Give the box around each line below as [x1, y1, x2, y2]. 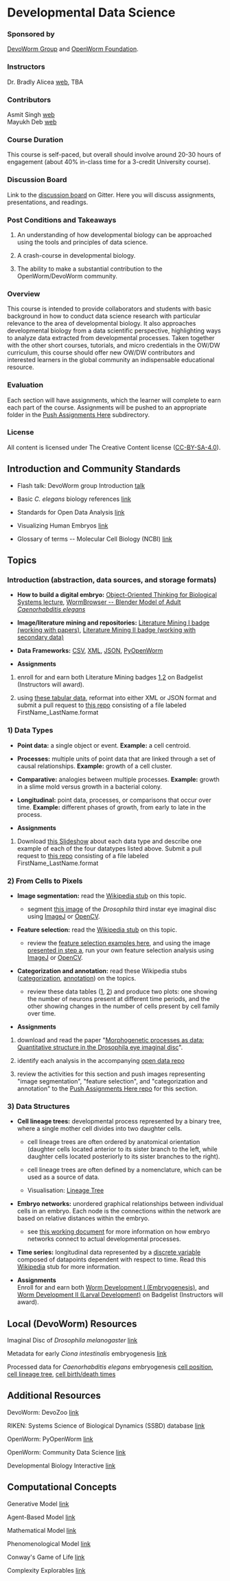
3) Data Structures [7, 1101, 70, 1111]
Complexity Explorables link [7, 1566, 86, 1574]
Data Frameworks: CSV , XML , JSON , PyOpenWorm [16, 647, 163, 655]
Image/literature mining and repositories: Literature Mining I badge [16, 618, 210, 627]
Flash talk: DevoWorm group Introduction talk [16, 481, 146, 489]
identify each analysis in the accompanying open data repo [16, 1056, 185, 1064]
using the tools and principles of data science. [16, 238, 148, 246]
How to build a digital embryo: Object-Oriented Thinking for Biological [16, 591, 218, 599]
